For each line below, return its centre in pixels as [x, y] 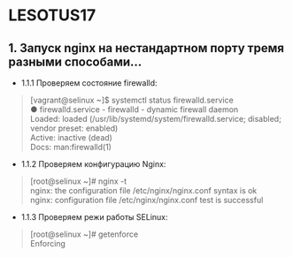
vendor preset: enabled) [74, 128]
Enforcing [47, 243]
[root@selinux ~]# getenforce [84, 234]
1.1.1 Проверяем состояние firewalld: [89, 83]
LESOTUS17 [52, 15]
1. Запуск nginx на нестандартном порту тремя [146, 48]
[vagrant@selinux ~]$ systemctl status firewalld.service [131, 100]
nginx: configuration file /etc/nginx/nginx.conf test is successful [146, 200]
